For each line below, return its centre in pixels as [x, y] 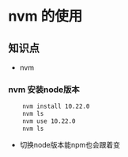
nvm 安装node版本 [44, 90]
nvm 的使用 [45, 16]
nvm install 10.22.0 [56, 107]
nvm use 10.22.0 [49, 121]
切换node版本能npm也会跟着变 [70, 144]
